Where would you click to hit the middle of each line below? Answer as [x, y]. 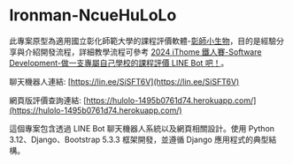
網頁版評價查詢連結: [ [48, 100]
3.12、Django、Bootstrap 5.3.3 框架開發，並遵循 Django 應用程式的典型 [139, 139]
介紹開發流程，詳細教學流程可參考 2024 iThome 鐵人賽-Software [143, 52]
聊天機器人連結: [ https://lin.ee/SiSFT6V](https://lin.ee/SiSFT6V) [124, 81]
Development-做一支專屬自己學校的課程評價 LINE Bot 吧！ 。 [119, 63]
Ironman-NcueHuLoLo [93, 15]
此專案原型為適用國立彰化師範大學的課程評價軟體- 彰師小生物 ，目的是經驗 [143, 41]
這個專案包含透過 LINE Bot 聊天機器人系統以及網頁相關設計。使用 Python [142, 128]
